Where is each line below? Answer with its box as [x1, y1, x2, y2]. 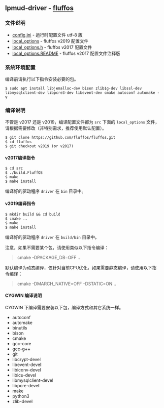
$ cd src [5, 166, 23, 171]
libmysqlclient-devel [12, 377, 53, 383]
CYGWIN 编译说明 [5, 292, 42, 298]
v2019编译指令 [5, 201, 35, 206]
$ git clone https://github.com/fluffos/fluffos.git [5, 135, 116, 140]
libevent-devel [12, 362, 42, 367]
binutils [12, 325, 28, 330]
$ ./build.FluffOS [5, 170, 43, 175]
